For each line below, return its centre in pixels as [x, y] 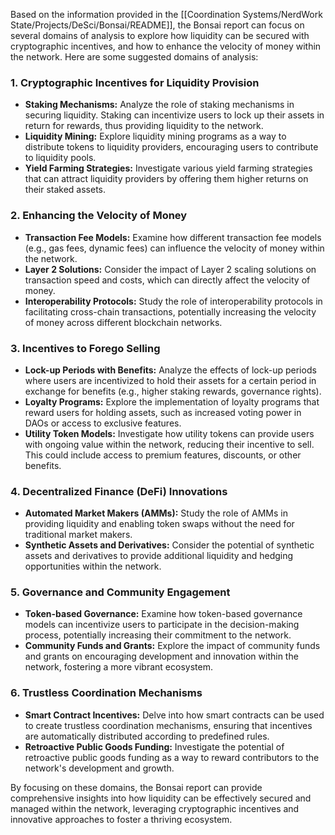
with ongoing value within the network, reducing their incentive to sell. [169, 444]
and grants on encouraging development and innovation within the [161, 656]
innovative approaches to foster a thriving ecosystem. [121, 819]
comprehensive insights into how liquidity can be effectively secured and [161, 798]
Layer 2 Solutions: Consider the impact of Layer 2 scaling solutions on [170, 269]
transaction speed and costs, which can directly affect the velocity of [167, 280]
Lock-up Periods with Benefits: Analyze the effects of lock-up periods [170, 370]
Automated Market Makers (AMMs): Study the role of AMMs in [156, 513]
